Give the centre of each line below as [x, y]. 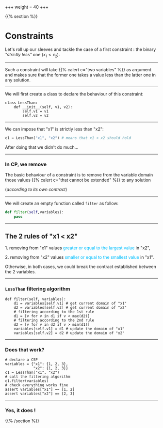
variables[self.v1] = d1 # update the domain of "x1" [69, 329]
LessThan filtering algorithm [38, 289]
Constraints [29, 36]
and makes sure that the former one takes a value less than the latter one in [81, 75]
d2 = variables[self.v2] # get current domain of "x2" [70, 307]
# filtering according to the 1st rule [54, 312]
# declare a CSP [21, 360]
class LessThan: [21, 103]
